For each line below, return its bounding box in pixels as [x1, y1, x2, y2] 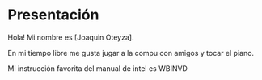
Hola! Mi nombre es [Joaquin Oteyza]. [7, 32, 134, 42]
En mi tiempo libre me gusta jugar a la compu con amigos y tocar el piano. [7, 48, 255, 57]
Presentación [7, 6, 99, 24]
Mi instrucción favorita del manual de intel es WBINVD [7, 63, 188, 74]
